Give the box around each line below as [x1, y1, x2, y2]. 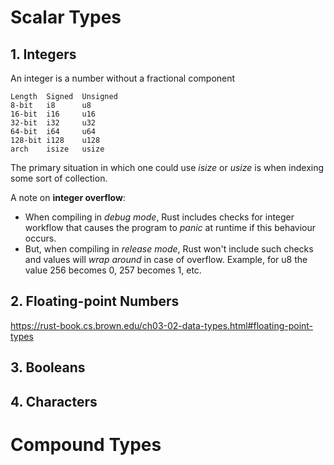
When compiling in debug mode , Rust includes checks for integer [24, 211, 295, 223]
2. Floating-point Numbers [10, 293, 180, 310]
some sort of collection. [10, 172, 108, 184]
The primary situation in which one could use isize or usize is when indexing [10, 162, 325, 173]
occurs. [24, 232, 57, 244]
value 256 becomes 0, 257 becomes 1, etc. [24, 264, 202, 276]
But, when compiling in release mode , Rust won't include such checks [24, 243, 314, 255]
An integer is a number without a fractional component [10, 72, 236, 84]
